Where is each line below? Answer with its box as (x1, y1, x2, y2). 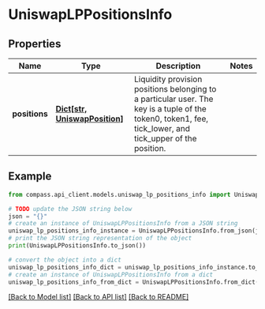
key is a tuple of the (133, 104, 207, 114)
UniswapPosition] (55, 113, 124, 124)
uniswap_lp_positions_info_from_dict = (8, 278, 140, 286)
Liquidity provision (133, 73, 203, 85)
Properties (8, 37, 62, 51)
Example (8, 170, 52, 183)
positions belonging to (133, 84, 217, 94)
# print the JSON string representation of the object (8, 235, 192, 243)
